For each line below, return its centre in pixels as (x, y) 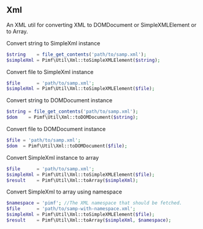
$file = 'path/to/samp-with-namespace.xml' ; (71, 209)
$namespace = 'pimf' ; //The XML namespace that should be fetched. (94, 203)
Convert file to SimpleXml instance (50, 72)
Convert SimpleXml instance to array (53, 157)
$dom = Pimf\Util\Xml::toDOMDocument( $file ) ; (67, 146)
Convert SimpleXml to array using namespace (64, 192)
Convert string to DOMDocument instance (59, 100)
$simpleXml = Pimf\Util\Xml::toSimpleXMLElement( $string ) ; (83, 60)
